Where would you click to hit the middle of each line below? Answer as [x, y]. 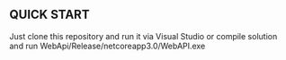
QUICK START [49, 15]
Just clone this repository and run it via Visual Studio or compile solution [143, 36]
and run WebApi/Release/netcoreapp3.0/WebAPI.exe [107, 46]
